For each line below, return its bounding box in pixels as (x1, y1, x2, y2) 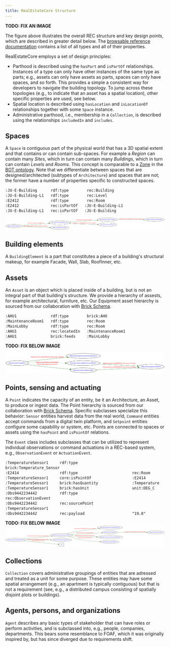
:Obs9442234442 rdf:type (5, 491, 78, 496)
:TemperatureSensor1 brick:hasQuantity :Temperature (5, 480, 159, 486)
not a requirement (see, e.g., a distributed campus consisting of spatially (5, 586, 156, 592)
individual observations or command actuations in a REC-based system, (5, 444, 155, 450)
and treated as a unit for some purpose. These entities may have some (5, 575, 153, 581)
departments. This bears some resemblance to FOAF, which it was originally (5, 630, 164, 637)
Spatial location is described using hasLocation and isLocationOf (12, 101, 148, 107)
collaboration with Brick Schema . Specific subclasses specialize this (5, 408, 148, 414)
